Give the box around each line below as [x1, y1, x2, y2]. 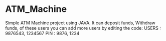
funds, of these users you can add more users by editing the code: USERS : [5, 25, 161, 31]
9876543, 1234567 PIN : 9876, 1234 [5, 30, 80, 36]
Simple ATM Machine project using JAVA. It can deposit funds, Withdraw [5, 20, 155, 26]
